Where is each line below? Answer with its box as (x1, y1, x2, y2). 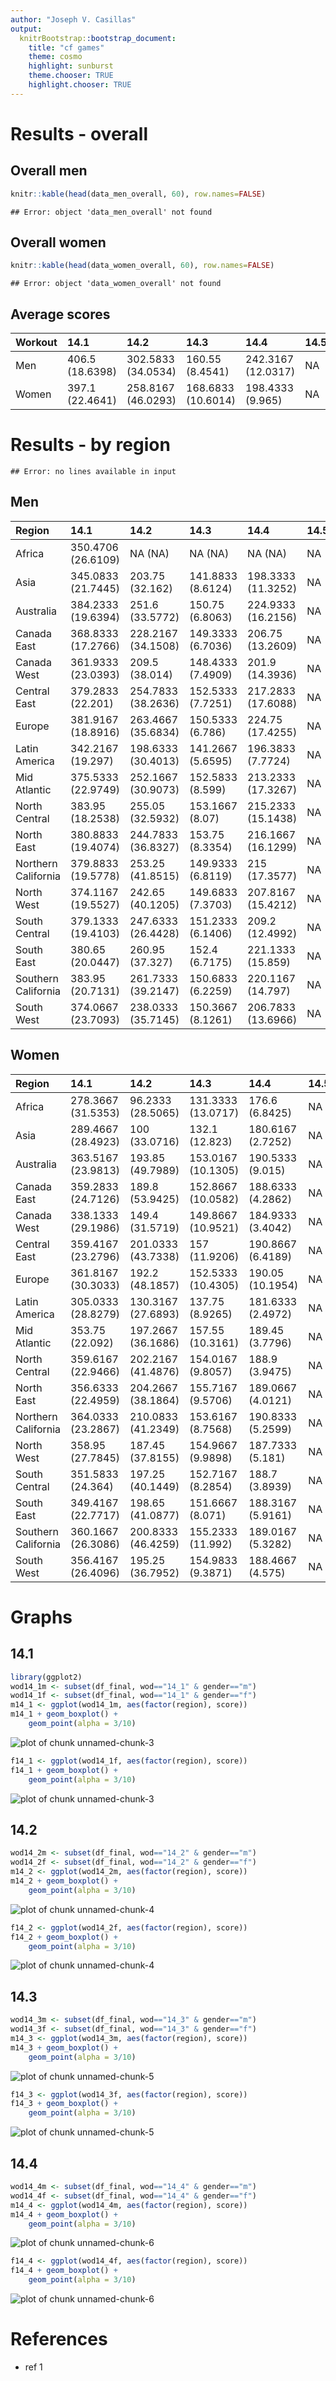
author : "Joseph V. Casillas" (10, 14, 137, 25)
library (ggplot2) (10, 1672, 83, 1682)
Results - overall (10, 122, 149, 145)
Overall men (10, 162, 88, 180)
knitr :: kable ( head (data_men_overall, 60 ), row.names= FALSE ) (10, 189, 267, 199)
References (10, 2328, 108, 2351)
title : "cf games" (28, 42, 105, 53)
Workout (15, 336, 58, 350)
